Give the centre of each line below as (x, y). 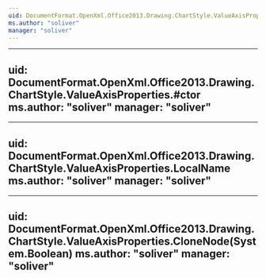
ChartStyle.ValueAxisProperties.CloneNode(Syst (132, 242)
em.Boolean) (40, 254)
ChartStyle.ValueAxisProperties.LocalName (120, 168)
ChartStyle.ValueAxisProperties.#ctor (104, 95)
